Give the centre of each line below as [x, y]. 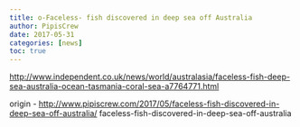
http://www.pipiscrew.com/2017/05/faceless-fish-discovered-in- [159, 104]
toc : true [28, 51]
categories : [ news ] [46, 43]
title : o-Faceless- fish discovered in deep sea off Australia [131, 18]
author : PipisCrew [44, 26]
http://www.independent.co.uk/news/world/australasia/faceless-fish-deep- [150, 77]
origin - [23, 104]
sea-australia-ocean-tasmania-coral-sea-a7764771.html [114, 86]
